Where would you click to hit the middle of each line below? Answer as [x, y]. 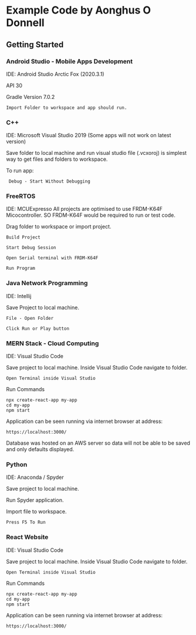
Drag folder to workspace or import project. [59, 227]
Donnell [26, 23]
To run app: [20, 171]
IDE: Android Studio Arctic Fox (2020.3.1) [55, 74]
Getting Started [35, 44]
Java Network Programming [47, 283]
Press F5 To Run [26, 522]
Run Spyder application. [35, 500]
